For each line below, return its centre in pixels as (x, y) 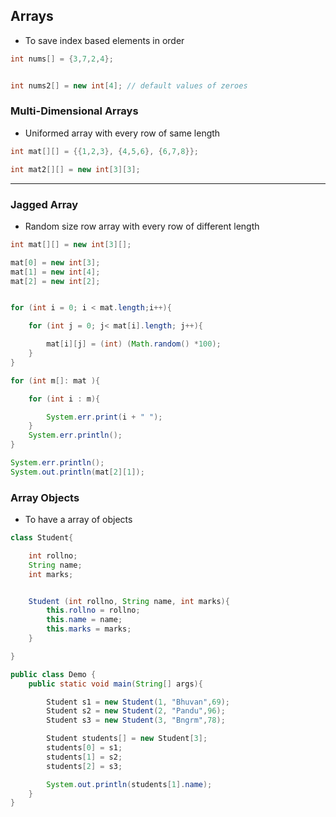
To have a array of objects (78, 520)
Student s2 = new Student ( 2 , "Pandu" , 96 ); (136, 711)
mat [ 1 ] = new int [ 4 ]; (55, 272)
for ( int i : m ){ (64, 399)
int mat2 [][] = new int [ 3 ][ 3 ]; (75, 169)
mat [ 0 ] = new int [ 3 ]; (55, 262)
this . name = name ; (84, 620)
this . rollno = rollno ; (93, 610)
